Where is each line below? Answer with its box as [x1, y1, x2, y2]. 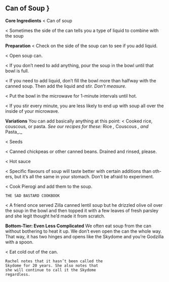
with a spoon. [5, 239, 34, 245]
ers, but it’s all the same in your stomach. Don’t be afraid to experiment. [5, 173, 154, 179]
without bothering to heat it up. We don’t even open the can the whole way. [5, 228, 162, 234]
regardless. [5, 272, 30, 277]
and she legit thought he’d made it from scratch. [5, 213, 105, 219]
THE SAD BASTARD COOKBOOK [5, 193, 60, 198]
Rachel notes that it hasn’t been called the [5, 259, 103, 264]
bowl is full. [5, 68, 29, 74]
